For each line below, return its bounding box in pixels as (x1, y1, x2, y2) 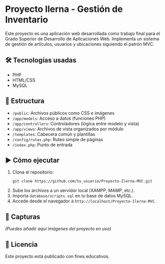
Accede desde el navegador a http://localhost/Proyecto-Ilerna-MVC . (12, 198, 156, 204)
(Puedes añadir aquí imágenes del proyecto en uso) (5, 226, 111, 232)
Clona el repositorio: (12, 169, 54, 175)
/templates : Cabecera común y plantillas (12, 131, 96, 137)
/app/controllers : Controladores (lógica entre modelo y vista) (12, 120, 140, 126)
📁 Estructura (5, 97, 45, 105)
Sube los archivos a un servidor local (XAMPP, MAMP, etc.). (12, 187, 135, 193)
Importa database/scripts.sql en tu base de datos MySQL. (12, 193, 133, 199)
